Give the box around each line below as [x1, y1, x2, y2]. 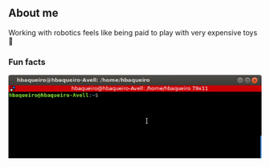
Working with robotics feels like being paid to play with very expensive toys [8, 27, 258, 37]
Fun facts [8, 56, 46, 67]
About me [8, 6, 59, 20]
